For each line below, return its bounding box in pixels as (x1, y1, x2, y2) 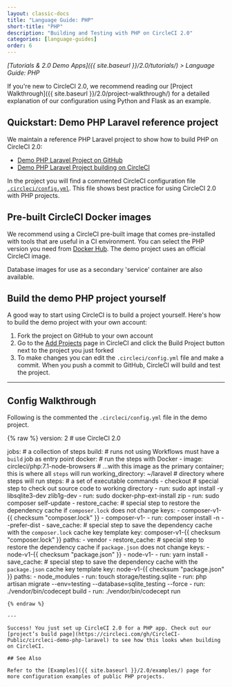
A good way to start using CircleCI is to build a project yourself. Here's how (7, 311, 221, 319)
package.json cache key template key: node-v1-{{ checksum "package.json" (7, 565, 224, 574)
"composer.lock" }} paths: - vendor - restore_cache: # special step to (7, 535, 204, 544)
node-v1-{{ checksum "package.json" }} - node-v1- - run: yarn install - (7, 551, 209, 559)
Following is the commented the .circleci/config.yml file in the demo (7, 413, 207, 422)
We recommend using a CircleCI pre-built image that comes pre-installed (7, 230, 215, 238)
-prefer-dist (7, 521, 41, 529)
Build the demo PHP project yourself (7, 293, 166, 304)
